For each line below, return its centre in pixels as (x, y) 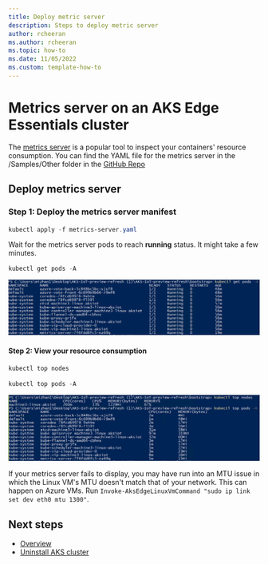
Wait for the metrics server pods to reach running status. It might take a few (134, 244)
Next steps (36, 524)
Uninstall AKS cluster (54, 552)
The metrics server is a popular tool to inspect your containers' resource (127, 147)
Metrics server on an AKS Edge (114, 108)
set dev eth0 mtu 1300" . (49, 499)
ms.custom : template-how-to (55, 68)
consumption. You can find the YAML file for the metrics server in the (122, 155)
